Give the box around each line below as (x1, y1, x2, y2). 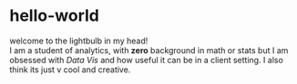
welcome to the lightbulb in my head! (9, 35, 148, 46)
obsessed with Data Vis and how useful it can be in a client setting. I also (9, 54, 284, 65)
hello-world (9, 5, 100, 26)
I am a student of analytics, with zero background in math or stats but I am (9, 44, 289, 55)
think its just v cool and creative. (9, 64, 131, 75)
